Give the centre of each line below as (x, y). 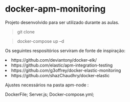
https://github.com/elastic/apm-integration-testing (62, 65)
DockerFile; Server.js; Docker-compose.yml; (50, 94)
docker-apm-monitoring (55, 9)
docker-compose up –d (41, 41)
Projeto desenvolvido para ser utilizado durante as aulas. (62, 22)
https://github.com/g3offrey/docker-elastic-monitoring (66, 70)
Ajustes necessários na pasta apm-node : (47, 85)
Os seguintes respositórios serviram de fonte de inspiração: (65, 51)
